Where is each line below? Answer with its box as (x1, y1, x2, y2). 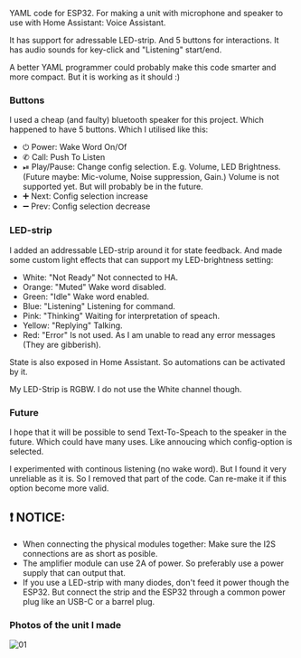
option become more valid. (9, 483, 109, 493)
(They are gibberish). (22, 339, 101, 350)
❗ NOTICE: (9, 510, 66, 525)
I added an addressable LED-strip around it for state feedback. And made (9, 244, 283, 256)
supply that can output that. (22, 567, 127, 578)
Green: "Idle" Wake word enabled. (22, 291, 150, 302)
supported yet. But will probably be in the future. (22, 181, 203, 193)
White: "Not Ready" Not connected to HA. (22, 271, 179, 283)
